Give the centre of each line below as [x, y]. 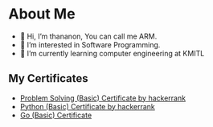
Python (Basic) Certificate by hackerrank [87, 106]
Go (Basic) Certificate [56, 115]
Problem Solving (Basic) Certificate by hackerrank [103, 98]
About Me [42, 14]
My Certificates [48, 78]
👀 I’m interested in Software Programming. [90, 44]
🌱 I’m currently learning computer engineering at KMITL [112, 53]
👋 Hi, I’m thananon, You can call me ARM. [88, 36]
